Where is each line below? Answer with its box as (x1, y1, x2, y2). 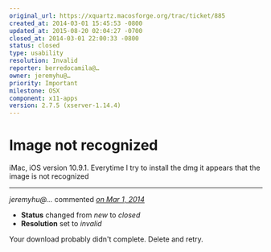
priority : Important (9, 79, 79, 87)
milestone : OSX (9, 86, 60, 95)
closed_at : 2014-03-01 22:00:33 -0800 (9, 34, 139, 43)
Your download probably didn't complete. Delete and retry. (9, 234, 203, 244)
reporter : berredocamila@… (9, 64, 100, 72)
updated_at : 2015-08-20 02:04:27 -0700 (9, 27, 143, 35)
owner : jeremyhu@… (9, 72, 71, 80)
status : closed (9, 42, 60, 50)
